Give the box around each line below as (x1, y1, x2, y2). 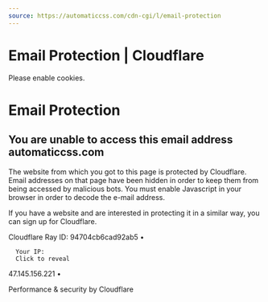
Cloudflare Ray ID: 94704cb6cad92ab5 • (8, 232, 145, 242)
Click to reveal (15, 255, 70, 263)
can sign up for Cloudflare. (8, 216, 97, 226)
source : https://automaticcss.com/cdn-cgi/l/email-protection (8, 11, 221, 20)
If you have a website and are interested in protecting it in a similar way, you (8, 208, 260, 218)
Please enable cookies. (8, 73, 85, 83)
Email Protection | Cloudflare (8, 46, 204, 64)
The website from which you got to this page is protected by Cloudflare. (8, 166, 247, 177)
